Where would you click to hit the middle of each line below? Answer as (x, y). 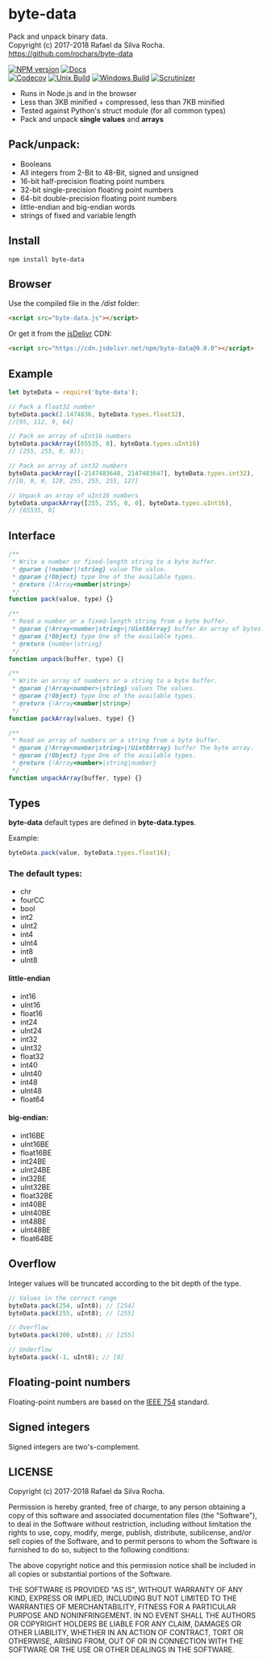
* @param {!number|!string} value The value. (90, 569)
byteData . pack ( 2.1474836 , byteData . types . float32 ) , (97, 414)
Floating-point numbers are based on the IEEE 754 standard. (109, 1402)
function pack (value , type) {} (61, 599)
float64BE (37, 1239)
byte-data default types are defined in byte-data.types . (102, 822)
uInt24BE (35, 1170)
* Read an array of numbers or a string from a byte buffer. (117, 741)
